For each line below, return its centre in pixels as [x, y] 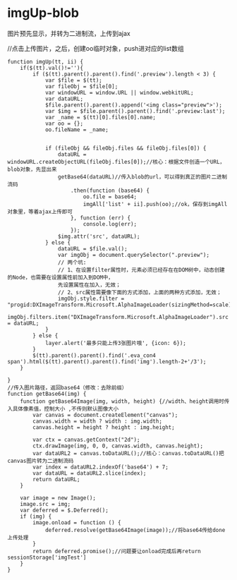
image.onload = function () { [77, 522]
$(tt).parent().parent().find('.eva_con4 [95, 355]
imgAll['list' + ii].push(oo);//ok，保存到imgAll [155, 204]
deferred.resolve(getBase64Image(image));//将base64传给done [135, 530]
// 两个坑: [72, 262]
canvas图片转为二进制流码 [41, 461]
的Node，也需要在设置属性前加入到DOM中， [61, 277]
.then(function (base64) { [110, 191]
